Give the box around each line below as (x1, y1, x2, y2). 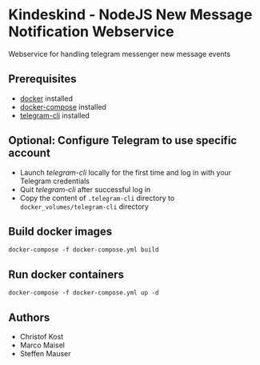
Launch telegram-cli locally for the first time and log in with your (19, 167, 232, 177)
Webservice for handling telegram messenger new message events (8, 49, 230, 58)
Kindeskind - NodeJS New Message (8, 6, 253, 24)
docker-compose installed (19, 102, 106, 111)
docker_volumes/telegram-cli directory (19, 202, 150, 211)
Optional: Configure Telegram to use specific (8, 134, 238, 147)
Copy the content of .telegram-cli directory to (19, 193, 175, 203)
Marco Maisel (19, 340, 66, 350)
